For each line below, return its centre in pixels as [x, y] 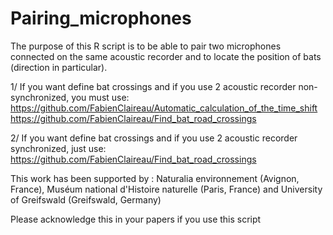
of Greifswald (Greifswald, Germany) [86, 199]
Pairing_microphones [101, 18]
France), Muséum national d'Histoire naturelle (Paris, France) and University [166, 189]
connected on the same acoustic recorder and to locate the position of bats [166, 56]
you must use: [100, 97]
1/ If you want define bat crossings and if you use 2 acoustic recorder [153, 86]
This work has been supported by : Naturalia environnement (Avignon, [155, 178]
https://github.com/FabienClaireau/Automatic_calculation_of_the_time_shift [164, 108]
